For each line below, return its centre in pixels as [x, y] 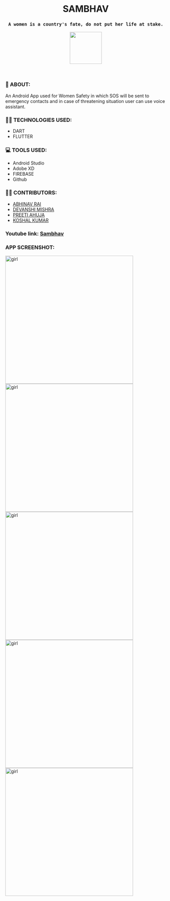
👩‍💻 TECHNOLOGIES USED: [39, 120]
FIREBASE [23, 174]
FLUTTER [23, 137]
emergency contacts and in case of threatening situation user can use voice [85, 101]
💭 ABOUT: [18, 85]
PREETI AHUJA [29, 215]
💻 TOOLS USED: [26, 150]
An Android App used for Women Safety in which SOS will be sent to [77, 96]
